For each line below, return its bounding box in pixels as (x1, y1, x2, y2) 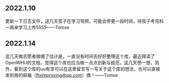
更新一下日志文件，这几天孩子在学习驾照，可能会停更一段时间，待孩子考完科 (5, 18, 164, 24)
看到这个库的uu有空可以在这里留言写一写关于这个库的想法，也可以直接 (14, 65, 160, 72)
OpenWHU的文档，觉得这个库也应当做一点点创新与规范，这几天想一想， (5, 59, 155, 65)
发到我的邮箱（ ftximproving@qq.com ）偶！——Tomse (5, 72, 118, 78)
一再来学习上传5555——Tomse (5, 24, 69, 30)
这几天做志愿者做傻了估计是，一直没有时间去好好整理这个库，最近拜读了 (5, 53, 155, 59)
